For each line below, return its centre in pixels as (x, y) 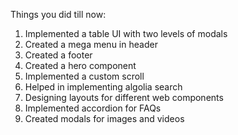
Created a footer (58, 55)
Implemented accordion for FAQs (93, 108)
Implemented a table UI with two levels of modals (126, 33)
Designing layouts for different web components (124, 97)
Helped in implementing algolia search (103, 87)
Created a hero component (80, 65)
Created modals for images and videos (104, 118)
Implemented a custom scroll (84, 76)
